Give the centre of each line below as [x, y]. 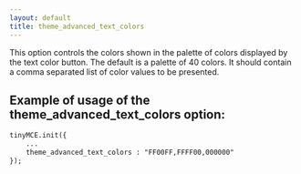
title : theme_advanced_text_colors [77, 26]
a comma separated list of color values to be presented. [114, 72]
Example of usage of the [80, 100]
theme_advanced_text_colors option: [118, 114]
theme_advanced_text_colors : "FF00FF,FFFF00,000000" [130, 153]
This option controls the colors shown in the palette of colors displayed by [149, 52]
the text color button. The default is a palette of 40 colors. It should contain [150, 62]
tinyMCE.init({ [38, 136]
